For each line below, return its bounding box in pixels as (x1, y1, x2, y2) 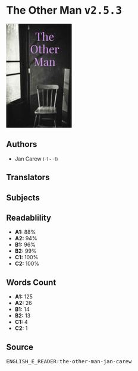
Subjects (6, 193, 40, 203)
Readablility (6, 212, 52, 223)
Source (6, 342, 34, 352)
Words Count (6, 277, 57, 287)
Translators (6, 172, 50, 183)
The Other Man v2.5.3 (6, 4, 123, 17)
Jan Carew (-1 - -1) (14, 155, 58, 162)
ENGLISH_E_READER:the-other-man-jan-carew (6, 358, 132, 364)
